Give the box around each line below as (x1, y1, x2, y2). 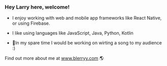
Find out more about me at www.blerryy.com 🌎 (5, 55, 105, 61)
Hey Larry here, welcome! (5, 4, 70, 11)
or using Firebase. (12, 20, 50, 26)
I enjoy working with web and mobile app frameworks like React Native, (12, 15, 162, 21)
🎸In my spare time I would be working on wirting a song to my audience (12, 40, 162, 46)
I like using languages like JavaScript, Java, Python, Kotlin (12, 30, 134, 36)
